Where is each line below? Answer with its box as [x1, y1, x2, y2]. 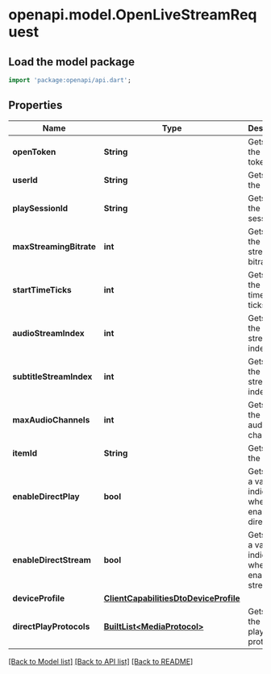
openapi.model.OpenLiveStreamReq [8, 6, 257, 24]
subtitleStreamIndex [12, 371, 93, 382]
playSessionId [12, 202, 69, 214]
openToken [12, 146, 56, 157]
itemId [12, 447, 38, 459]
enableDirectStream [12, 554, 91, 565]
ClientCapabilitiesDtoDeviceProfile [103, 593, 240, 604]
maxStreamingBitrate [12, 240, 97, 252]
